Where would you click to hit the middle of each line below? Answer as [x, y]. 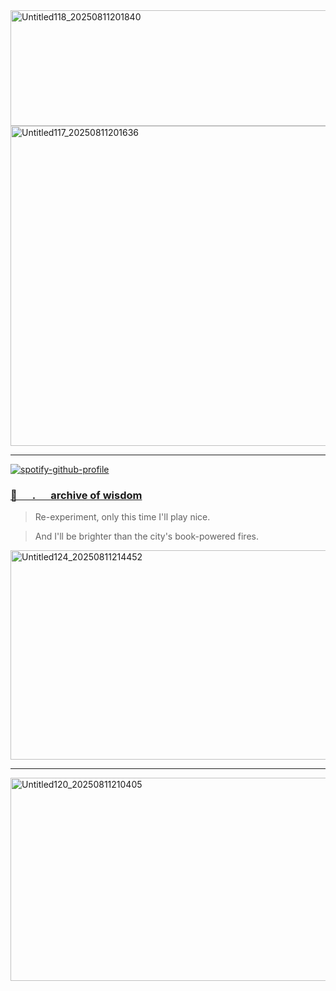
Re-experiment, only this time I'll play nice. [122, 517]
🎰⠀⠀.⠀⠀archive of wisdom [76, 495]
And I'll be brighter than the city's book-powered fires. [146, 536]
